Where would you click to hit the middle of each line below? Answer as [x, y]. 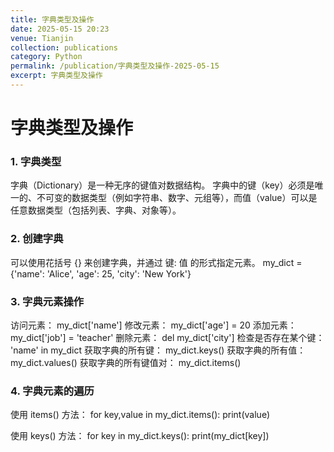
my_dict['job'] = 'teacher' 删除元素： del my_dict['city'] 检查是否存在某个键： [167, 337]
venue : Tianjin [42, 38]
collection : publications [64, 47]
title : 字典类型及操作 [52, 19]
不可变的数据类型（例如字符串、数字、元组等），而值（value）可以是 [177, 198]
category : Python [46, 57]
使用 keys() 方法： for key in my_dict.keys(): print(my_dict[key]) [140, 436]
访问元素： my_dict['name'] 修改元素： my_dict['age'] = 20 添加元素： [153, 325]
